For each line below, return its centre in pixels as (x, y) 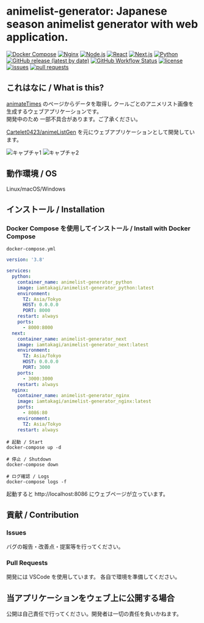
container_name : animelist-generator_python (75, 282)
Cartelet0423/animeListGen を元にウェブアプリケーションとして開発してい (101, 132)
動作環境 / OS (32, 174)
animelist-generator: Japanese (87, 11)
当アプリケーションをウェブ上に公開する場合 (91, 598)
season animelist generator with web (102, 24)
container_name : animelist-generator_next (72, 339)
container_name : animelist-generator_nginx (74, 396)
